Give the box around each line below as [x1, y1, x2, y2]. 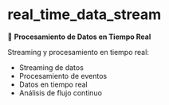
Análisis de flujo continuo [18, 87, 103, 97]
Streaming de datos [18, 62, 84, 72]
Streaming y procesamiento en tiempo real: [7, 47, 149, 56]
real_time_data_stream [7, 6, 162, 24]
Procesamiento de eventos [18, 71, 108, 80]
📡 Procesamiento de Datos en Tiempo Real [7, 32, 151, 41]
